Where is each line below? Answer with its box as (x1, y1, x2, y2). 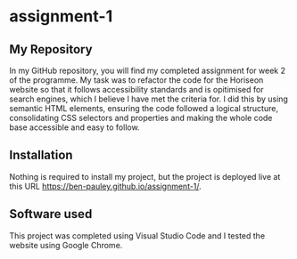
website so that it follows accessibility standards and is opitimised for (9, 85, 264, 94)
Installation (9, 148, 73, 163)
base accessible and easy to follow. (9, 122, 140, 133)
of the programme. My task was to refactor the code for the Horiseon (9, 75, 264, 85)
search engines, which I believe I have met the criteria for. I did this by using (9, 93, 288, 104)
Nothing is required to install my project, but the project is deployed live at (9, 171, 281, 182)
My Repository (9, 42, 93, 57)
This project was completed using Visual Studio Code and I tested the (9, 230, 266, 241)
